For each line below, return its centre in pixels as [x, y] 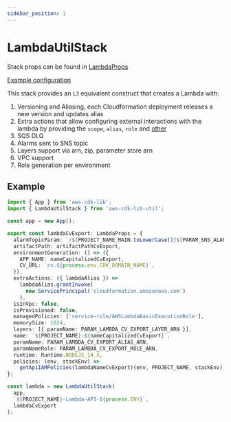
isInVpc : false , [36, 304]
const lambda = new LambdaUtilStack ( [61, 387]
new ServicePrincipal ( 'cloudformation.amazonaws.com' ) [106, 291]
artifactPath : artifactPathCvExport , [67, 246]
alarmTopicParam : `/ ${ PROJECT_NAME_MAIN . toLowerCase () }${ [98, 240]
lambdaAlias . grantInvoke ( [57, 285]
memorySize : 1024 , [40, 323]
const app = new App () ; [41, 221]
